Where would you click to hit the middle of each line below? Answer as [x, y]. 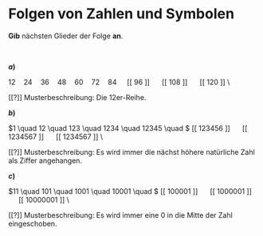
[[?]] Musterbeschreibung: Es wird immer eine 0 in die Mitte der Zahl [120, 215]
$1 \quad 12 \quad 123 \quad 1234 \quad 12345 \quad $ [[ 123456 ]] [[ [128, 128]
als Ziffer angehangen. [45, 161]
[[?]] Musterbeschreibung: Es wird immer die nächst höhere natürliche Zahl [131, 152]
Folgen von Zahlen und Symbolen [122, 14]
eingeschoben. [33, 223]
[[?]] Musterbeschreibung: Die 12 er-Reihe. [77, 97]
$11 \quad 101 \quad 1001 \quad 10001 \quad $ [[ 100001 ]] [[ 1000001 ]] [130, 191]
